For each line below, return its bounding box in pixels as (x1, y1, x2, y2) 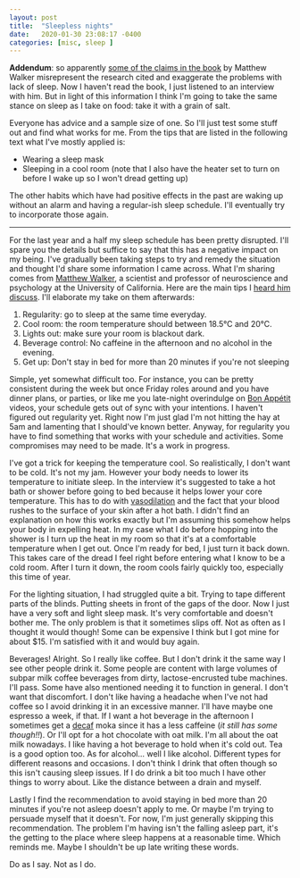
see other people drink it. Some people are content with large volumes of (9, 663, 279, 674)
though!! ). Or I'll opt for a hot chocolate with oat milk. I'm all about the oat (9, 730, 279, 740)
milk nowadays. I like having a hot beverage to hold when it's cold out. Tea (9, 739, 283, 750)
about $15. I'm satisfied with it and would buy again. (9, 636, 200, 648)
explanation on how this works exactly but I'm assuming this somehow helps (9, 514, 291, 525)
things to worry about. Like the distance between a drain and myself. (9, 777, 262, 788)
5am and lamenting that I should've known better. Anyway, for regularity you (9, 422, 290, 432)
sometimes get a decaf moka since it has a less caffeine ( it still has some (9, 720, 279, 731)
